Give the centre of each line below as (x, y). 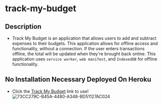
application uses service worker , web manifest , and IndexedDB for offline (85, 59)
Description (23, 27)
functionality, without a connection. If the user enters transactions (78, 49)
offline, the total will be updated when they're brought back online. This (84, 54)
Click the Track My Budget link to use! (50, 91)
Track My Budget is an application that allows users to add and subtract (84, 38)
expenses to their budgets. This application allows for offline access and (85, 43)
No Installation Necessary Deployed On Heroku (78, 79)
